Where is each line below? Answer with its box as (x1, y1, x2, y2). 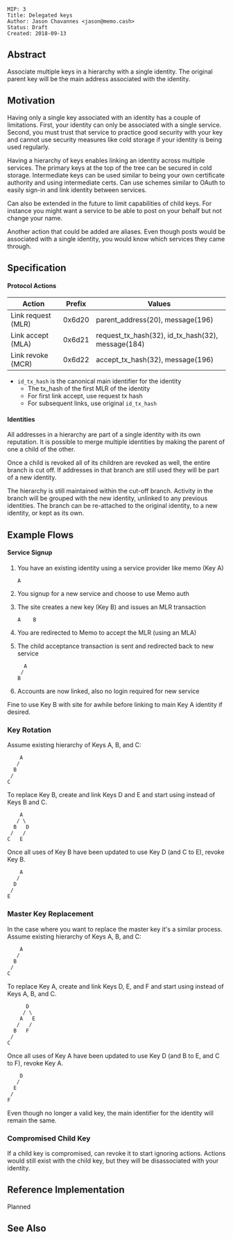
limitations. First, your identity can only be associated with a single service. (7, 121, 222, 129)
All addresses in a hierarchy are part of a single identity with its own (7, 430, 201, 439)
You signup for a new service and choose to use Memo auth (17, 590, 189, 598)
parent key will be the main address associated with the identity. (7, 74, 191, 83)
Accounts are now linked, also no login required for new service (17, 687, 200, 696)
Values (147, 299, 171, 309)
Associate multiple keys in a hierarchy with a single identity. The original (7, 67, 213, 76)
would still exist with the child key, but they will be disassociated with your (7, 1156, 219, 1165)
